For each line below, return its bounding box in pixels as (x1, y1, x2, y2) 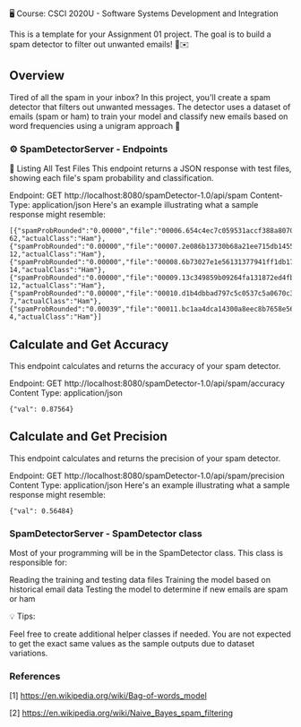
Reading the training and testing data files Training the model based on (9, 575, 271, 586)
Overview (9, 68, 65, 83)
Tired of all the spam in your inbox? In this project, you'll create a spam (9, 91, 271, 102)
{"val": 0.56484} (9, 506, 74, 516)
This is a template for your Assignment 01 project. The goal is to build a (9, 29, 271, 39)
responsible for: (9, 557, 68, 568)
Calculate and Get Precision (9, 429, 168, 444)
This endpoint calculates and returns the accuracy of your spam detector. (9, 360, 281, 371)
